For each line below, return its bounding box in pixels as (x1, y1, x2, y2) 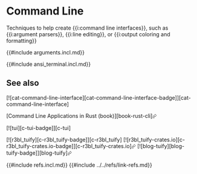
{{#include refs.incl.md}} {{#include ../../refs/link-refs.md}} (6, 161, 152, 169)
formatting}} (6, 37, 37, 44)
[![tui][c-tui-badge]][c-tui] (6, 124, 71, 131)
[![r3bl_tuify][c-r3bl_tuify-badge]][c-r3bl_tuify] (6, 136, 122, 143)
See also (6, 78, 39, 88)
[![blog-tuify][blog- (137, 142, 185, 149)
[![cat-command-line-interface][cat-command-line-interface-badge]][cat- (6, 94, 192, 101)
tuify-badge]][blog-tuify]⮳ (6, 149, 73, 156)
